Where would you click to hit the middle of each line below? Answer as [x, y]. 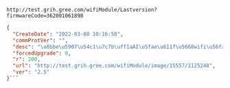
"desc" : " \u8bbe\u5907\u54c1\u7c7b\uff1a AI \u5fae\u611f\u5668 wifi [110, 47]
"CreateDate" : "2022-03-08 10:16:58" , [68, 34]
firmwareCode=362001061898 [45, 16]
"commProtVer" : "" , [41, 40]
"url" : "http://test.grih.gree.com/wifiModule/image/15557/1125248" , [114, 66]
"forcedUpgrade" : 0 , [42, 53]
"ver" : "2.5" [31, 72]
